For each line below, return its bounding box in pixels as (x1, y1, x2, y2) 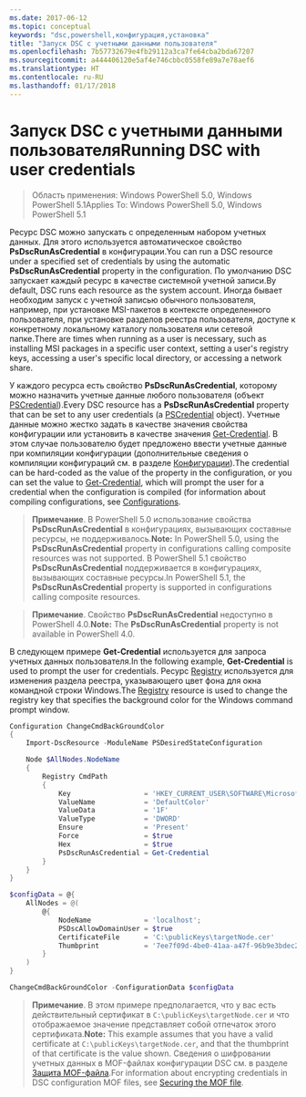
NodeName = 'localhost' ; (57, 916, 202, 925)
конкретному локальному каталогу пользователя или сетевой (9, 323, 253, 334)
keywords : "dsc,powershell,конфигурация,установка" (9, 30, 209, 39)
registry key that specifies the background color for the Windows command (9, 694, 293, 705)
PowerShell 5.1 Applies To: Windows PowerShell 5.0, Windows (31, 199, 262, 210)
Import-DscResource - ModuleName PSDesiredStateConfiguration (25, 739, 262, 748)
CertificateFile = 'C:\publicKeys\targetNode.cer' (57, 932, 275, 942)
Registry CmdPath (42, 771, 107, 781)
